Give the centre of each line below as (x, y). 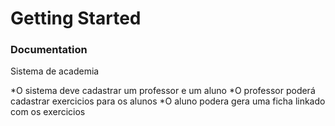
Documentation (49, 50)
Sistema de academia (55, 71)
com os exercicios (48, 112)
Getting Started (76, 18)
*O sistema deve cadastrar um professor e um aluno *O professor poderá (163, 91)
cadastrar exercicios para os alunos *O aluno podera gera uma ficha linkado (168, 101)
